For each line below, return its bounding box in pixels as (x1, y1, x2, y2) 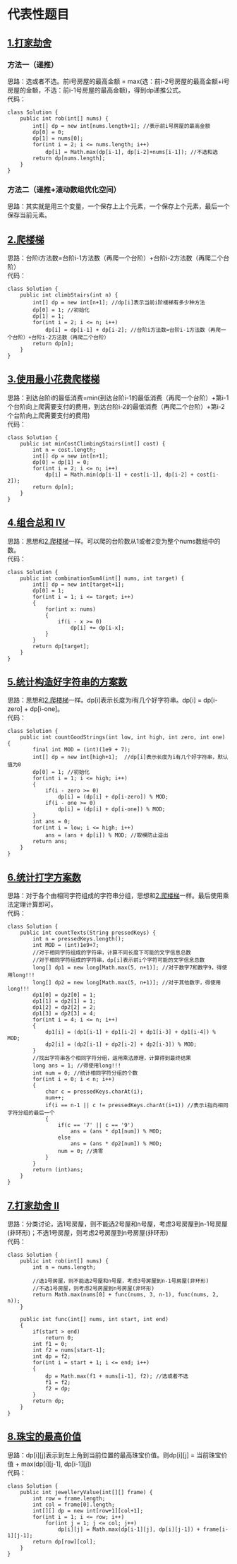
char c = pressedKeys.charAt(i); (44, 1088, 143, 1095)
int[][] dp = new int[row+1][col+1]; (32, 1507, 143, 1515)
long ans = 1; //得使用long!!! (32, 1062, 121, 1070)
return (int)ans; (32, 1166, 83, 1174)
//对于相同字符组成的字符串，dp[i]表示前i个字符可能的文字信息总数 (32, 957, 205, 964)
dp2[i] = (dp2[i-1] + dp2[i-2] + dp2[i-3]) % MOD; (44, 1041, 197, 1049)
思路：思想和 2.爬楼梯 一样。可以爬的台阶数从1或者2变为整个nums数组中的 (7, 537, 221, 545)
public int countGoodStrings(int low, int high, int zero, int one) (20, 734, 226, 741)
